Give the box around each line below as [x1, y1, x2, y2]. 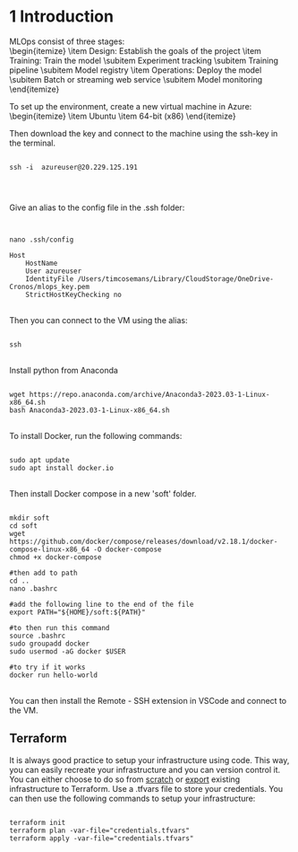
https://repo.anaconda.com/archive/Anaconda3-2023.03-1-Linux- [29, 390, 270, 399]
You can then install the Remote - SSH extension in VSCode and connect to [9, 695, 287, 706]
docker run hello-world [9, 671, 98, 680]
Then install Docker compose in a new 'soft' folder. [9, 487, 197, 499]
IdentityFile [25, 274, 74, 284]
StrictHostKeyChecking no [25, 290, 123, 299]
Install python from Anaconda [9, 365, 119, 375]
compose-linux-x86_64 [9, 545, 90, 554]
